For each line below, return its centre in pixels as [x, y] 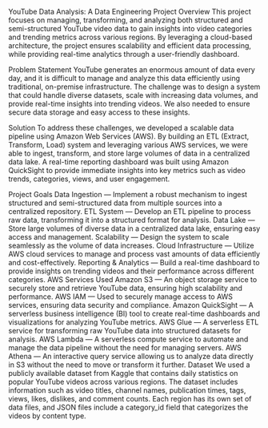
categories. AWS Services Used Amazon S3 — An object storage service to [133, 279]
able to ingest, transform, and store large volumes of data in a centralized [129, 153]
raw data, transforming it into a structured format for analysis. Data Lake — [132, 220]
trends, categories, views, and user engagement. [89, 179]
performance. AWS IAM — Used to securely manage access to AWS [121, 297]
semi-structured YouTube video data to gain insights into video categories [130, 28]
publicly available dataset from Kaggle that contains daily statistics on [123, 373]
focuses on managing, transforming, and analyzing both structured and [126, 20]
